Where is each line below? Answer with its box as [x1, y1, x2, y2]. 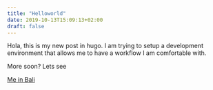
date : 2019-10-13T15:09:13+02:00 [7, 16, 103, 23]
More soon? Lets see [7, 63, 67, 71]
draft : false [7, 23, 45, 30]
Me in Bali [7, 76, 36, 84]
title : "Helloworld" [7, 10, 67, 17]
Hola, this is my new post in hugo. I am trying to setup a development [7, 42, 203, 50]
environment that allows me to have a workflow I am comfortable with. [7, 49, 207, 57]
